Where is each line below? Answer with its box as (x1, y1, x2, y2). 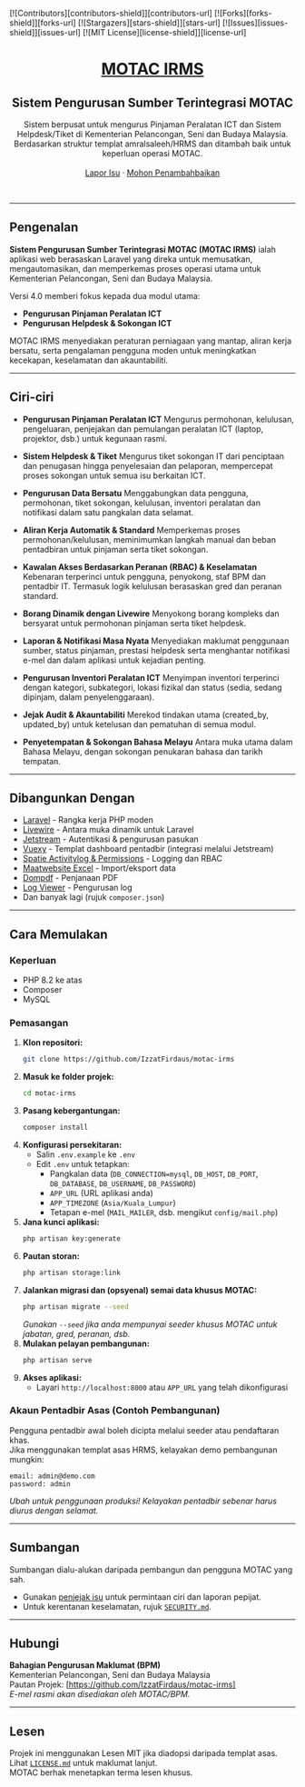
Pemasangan (9, 1017, 69, 1030)
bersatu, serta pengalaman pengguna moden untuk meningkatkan (9, 344, 257, 355)
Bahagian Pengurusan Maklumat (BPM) (9, 1660, 162, 1671)
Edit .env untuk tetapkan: (35, 1159, 130, 1170)
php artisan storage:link (22, 1268, 121, 1277)
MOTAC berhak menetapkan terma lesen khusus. (9, 1767, 193, 1778)
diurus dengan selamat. (9, 1504, 99, 1516)
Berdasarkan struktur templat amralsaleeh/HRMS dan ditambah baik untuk (13, 138, 292, 149)
